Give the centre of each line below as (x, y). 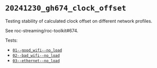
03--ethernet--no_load (36, 61)
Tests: (11, 40)
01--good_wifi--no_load (37, 50)
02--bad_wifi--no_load (36, 56)
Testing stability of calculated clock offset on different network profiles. (79, 21)
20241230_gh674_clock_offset (66, 8)
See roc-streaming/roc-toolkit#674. (42, 30)
